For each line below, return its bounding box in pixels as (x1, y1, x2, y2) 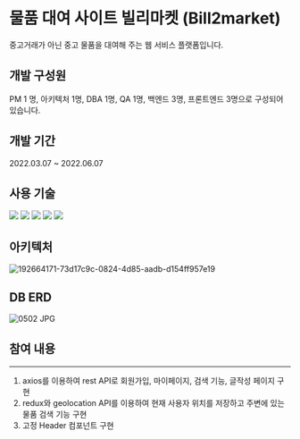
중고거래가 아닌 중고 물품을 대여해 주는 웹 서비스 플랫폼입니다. (9, 39, 224, 50)
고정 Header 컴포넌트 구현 (21, 419, 114, 430)
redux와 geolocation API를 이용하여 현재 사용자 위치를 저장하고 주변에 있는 (21, 397, 286, 408)
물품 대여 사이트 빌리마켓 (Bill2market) (9, 8, 281, 29)
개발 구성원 (9, 68, 67, 83)
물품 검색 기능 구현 (21, 409, 87, 419)
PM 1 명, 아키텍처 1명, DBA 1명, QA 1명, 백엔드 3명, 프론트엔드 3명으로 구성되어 (9, 93, 284, 104)
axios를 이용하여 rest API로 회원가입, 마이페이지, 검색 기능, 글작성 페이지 (21, 375, 275, 385)
